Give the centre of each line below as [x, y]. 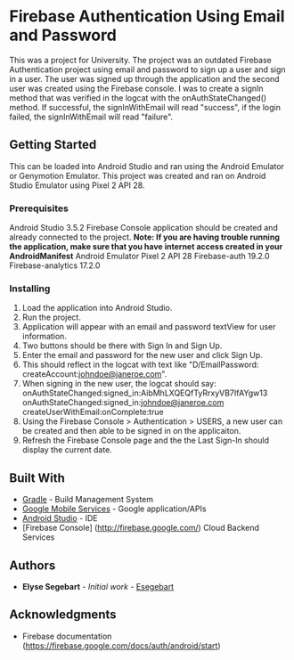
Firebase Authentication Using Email [147, 16]
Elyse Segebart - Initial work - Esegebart [98, 586]
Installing [30, 289]
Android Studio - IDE [60, 518]
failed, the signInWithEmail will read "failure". [91, 117]
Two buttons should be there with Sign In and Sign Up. [122, 346]
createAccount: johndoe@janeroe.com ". [94, 374]
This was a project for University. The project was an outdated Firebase [140, 60]
